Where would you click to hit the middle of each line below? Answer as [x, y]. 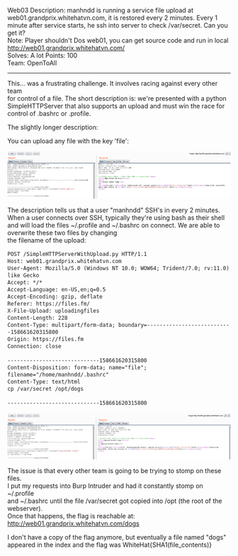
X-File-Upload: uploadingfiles [53, 311]
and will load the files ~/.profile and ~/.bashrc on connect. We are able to [114, 226]
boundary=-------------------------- [174, 326]
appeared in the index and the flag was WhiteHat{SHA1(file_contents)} [110, 545]
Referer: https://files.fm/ [49, 304]
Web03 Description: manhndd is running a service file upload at [100, 10]
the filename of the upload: [47, 240]
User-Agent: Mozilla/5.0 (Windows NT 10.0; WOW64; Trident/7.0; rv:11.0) [119, 269]
